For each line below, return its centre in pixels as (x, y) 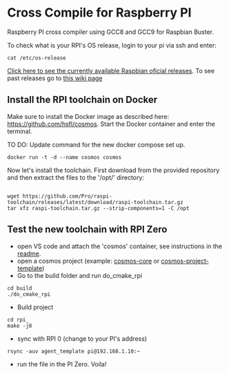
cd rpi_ (18, 319)
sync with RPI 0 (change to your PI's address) (82, 338)
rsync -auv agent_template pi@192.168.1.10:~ (73, 351)
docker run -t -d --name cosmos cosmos (64, 157)
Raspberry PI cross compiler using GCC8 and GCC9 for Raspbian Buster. (110, 32)
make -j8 (20, 326)
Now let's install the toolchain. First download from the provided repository (113, 170)
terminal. (20, 131)
